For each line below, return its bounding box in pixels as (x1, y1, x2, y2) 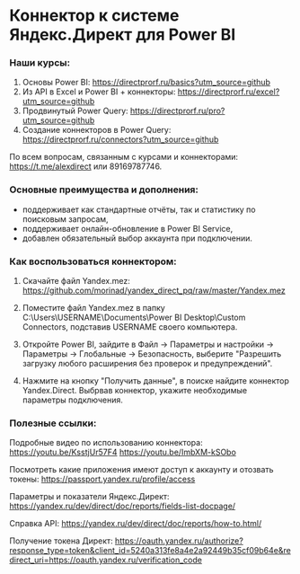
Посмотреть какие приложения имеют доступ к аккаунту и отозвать (9, 464, 274, 475)
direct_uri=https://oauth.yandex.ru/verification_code (9, 554, 202, 566)
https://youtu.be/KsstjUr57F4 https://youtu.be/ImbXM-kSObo (9, 446, 236, 458)
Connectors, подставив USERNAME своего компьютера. (22, 322, 238, 332)
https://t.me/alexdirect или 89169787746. (9, 161, 163, 172)
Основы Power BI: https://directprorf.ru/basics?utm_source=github (22, 77, 271, 88)
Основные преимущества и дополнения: (9, 183, 199, 196)
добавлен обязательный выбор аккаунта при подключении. (22, 233, 253, 243)
